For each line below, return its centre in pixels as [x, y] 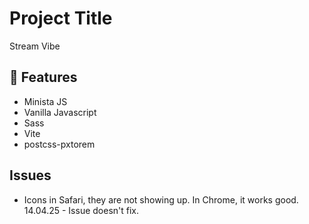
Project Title [61, 18]
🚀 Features [43, 77]
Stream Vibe [35, 46]
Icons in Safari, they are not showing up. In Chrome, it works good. [161, 199]
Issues [30, 175]
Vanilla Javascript [60, 112]
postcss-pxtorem [59, 144]
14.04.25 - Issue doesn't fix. [81, 210]
